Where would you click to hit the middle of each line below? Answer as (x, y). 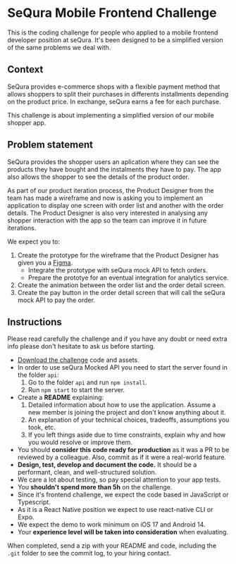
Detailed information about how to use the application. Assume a (122, 405)
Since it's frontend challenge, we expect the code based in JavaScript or (123, 495)
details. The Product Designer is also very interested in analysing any (107, 213)
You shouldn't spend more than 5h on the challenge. (95, 487)
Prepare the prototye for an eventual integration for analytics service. (128, 277)
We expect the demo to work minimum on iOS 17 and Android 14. (111, 525)
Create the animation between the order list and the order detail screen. (122, 285)
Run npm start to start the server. (76, 390)
